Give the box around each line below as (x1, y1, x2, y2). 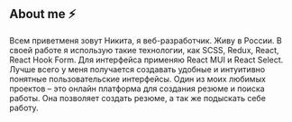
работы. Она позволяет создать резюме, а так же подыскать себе (9, 92, 266, 103)
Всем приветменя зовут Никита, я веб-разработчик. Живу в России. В (9, 34, 282, 46)
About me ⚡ (9, 6, 77, 22)
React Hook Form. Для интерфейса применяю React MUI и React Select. (9, 54, 284, 65)
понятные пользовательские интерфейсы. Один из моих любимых (9, 73, 266, 84)
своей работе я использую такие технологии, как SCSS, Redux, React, (9, 44, 279, 55)
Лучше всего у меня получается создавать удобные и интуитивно (9, 63, 266, 74)
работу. (9, 102, 39, 113)
